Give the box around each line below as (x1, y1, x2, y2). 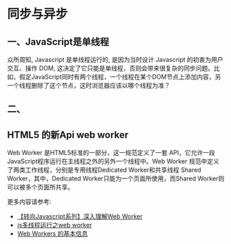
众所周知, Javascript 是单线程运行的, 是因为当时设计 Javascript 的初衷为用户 (7, 56, 224, 63)
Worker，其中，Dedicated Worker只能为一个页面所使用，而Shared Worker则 (7, 174, 225, 183)
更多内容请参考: (7, 198, 52, 206)
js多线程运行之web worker (17, 221, 92, 230)
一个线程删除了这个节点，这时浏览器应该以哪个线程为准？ (7, 81, 170, 90)
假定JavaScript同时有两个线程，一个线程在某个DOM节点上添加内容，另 (19, 73, 221, 81)
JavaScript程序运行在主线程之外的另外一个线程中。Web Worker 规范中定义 (7, 157, 219, 165)
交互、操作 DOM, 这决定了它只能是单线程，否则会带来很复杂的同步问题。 (7, 64, 214, 72)
